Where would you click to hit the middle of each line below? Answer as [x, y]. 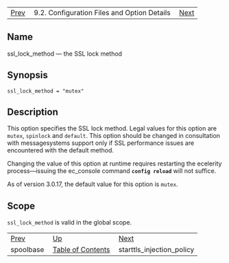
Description [33, 112]
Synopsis [27, 75]
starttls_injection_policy [156, 250]
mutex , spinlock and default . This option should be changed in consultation [114, 136]
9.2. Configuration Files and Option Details [102, 13]
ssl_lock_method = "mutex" [46, 91]
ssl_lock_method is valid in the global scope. [70, 222]
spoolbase [27, 250]
